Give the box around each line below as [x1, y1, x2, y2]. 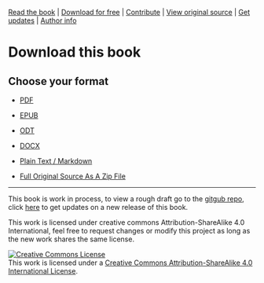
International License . [8, 266, 79, 275]
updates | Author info [8, 16, 77, 25]
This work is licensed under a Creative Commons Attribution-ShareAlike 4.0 [8, 258, 253, 267]
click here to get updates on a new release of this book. [8, 203, 189, 211]
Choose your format [8, 75, 108, 88]
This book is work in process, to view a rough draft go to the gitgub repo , [8, 194, 245, 204]
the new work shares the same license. [8, 234, 135, 244]
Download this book [8, 43, 141, 61]
